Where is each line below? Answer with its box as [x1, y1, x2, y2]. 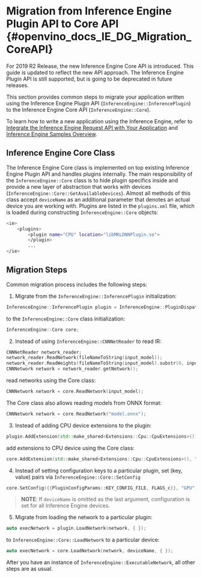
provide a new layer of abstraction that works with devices [6, 183, 151, 190]
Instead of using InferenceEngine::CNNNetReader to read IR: [14, 337, 162, 345]
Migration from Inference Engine [6, 4, 172, 18]
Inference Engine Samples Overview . [6, 131, 97, 138]
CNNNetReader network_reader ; [6, 349, 82, 355]
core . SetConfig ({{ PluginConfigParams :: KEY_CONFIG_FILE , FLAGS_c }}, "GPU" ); [6, 485, 200, 491]
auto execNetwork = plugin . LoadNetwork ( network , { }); [6, 525, 147, 532]
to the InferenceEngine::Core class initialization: [6, 315, 125, 322]
